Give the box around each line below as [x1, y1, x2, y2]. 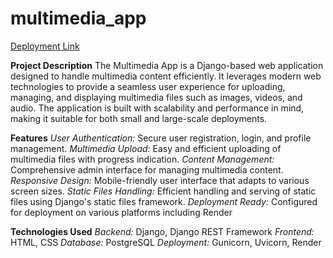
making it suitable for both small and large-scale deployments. [10, 112, 268, 124]
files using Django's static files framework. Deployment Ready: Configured [10, 195, 318, 207]
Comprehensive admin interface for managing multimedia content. [10, 163, 284, 176]
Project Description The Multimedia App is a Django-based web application [10, 59, 324, 71]
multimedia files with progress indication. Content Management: [10, 153, 275, 165]
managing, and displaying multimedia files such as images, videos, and [10, 91, 303, 103]
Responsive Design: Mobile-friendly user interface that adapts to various [10, 174, 310, 186]
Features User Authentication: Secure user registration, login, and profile [10, 132, 312, 144]
